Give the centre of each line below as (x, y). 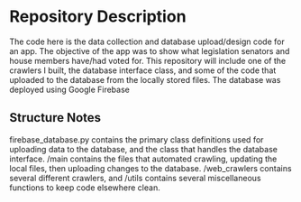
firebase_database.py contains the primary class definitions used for (137, 139)
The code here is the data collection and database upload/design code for (147, 41)
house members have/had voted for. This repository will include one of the (148, 60)
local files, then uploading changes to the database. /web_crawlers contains (150, 168)
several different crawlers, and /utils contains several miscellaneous (135, 178)
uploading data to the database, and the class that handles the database (143, 149)
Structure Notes (55, 118)
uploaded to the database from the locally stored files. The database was (145, 79)
